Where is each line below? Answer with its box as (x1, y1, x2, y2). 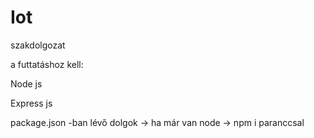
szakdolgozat (10, 39, 66, 51)
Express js (10, 97, 53, 109)
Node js (10, 77, 43, 90)
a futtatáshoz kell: (10, 58, 84, 70)
